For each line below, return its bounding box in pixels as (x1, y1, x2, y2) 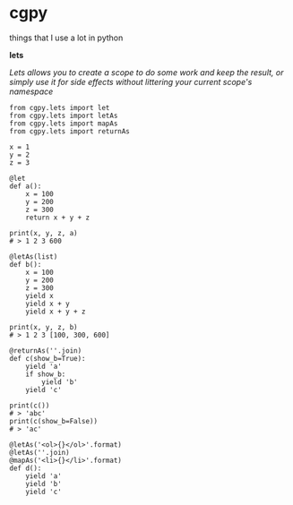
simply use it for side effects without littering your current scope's (9, 76, 253, 87)
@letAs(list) (9, 252, 58, 261)
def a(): (9, 182, 42, 191)
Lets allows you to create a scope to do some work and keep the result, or (9, 66, 284, 78)
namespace (9, 86, 54, 97)
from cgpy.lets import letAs (9, 111, 118, 120)
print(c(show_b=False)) (9, 416, 99, 425)
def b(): (9, 260, 42, 269)
